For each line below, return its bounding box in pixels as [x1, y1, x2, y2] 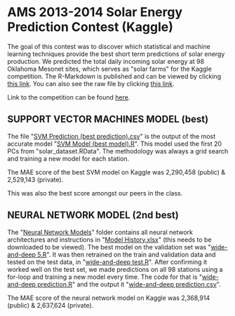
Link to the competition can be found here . [7, 92, 130, 102]
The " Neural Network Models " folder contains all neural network [7, 228, 194, 236]
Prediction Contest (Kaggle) [7, 19, 174, 35]
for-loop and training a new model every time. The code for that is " [7, 273, 202, 281]
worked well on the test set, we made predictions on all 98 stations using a [7, 265, 223, 273]
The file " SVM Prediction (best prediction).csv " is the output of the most [7, 132, 216, 140]
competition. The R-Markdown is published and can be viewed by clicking [7, 71, 222, 81]
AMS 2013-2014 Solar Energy [7, 4, 183, 20]
